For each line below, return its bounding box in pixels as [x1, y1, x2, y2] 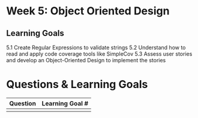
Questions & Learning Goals [6, 78, 148, 91]
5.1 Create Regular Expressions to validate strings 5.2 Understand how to [6, 44, 186, 51]
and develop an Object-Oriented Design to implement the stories [6, 57, 166, 63]
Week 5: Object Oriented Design [6, 4, 170, 18]
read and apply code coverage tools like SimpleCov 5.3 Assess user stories [6, 50, 193, 58]
